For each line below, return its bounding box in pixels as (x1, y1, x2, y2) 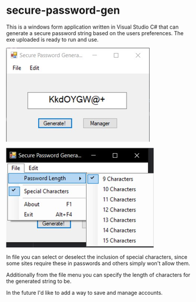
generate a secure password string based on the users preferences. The (6, 29, 184, 36)
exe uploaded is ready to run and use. (6, 36, 99, 43)
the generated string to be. (6, 278, 72, 285)
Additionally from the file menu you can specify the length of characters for (6, 271, 191, 278)
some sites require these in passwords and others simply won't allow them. (6, 260, 191, 267)
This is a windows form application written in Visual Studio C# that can (6, 23, 179, 30)
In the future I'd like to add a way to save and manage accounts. (6, 289, 163, 296)
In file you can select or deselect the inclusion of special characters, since (6, 253, 188, 260)
